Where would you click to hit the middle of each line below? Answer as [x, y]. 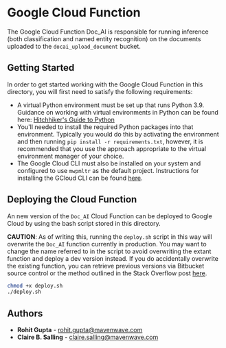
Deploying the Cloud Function [72, 199]
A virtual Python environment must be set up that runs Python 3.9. [111, 105]
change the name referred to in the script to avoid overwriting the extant [109, 251]
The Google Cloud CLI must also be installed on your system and [109, 163]
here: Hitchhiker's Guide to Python [66, 119]
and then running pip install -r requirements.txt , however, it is [110, 141]
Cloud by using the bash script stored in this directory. [84, 223]
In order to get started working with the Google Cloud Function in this [105, 84]
